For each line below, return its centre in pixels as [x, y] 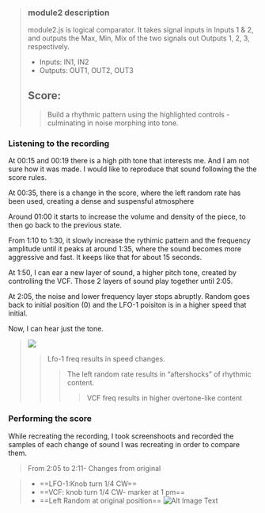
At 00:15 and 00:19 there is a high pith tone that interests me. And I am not [129, 161]
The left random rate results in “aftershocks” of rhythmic [159, 374]
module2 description [68, 13]
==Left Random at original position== [100, 500]
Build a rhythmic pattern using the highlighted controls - [138, 115]
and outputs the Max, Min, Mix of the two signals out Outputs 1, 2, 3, [139, 38]
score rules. [28, 178]
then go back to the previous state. [65, 225]
